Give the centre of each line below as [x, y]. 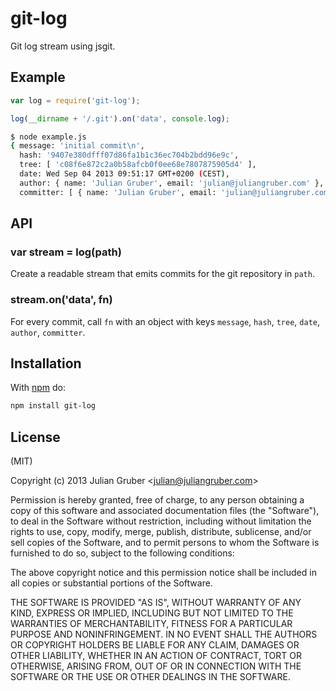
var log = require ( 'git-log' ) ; [75, 100]
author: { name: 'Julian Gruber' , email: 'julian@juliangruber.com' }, [172, 183]
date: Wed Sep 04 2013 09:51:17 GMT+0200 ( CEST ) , [124, 174]
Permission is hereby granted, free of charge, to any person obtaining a [157, 500]
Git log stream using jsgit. [63, 46]
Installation [46, 363]
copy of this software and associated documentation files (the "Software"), [165, 511]
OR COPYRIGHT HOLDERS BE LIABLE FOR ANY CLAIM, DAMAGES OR [155, 645]
